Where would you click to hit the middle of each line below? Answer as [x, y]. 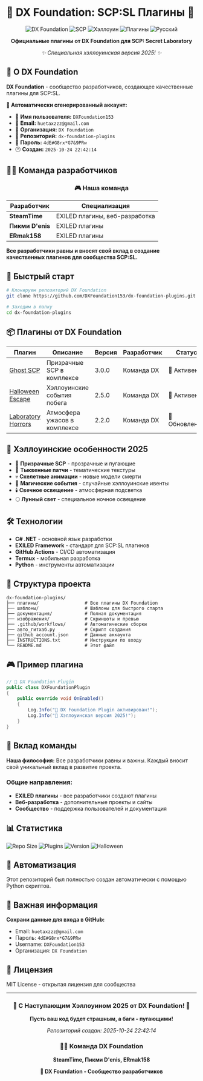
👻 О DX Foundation [42, 72]
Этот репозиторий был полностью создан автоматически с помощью [97, 880]
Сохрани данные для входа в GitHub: [56, 920]
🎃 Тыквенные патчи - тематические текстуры [75, 470]
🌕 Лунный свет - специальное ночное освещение [80, 499]
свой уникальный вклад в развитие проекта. [64, 767]
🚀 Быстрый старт [40, 276]
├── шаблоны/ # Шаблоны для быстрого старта [85, 608]
